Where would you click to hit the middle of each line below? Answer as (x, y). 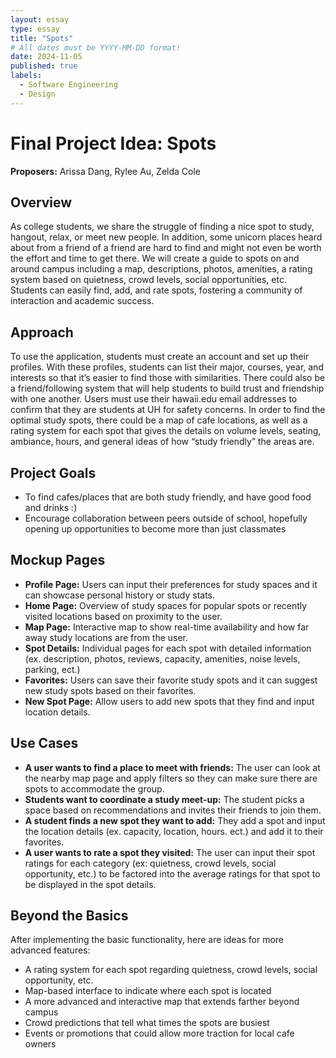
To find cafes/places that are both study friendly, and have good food (168, 497)
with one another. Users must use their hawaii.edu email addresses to (154, 399)
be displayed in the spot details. (90, 884)
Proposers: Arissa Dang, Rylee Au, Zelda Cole (106, 171)
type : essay (35, 29)
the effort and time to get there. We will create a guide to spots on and (155, 258)
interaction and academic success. (82, 301)
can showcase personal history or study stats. (120, 595)
